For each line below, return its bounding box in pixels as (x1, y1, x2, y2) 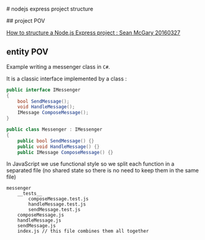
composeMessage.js (17, 212, 64, 219)
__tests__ (17, 190, 43, 197)
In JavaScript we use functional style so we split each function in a (6, 160, 174, 168)
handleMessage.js (17, 217, 62, 223)
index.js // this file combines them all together (17, 228, 149, 234)
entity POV (6, 47, 49, 57)
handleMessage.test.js (28, 201, 86, 207)
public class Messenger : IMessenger (6, 126, 103, 133)
